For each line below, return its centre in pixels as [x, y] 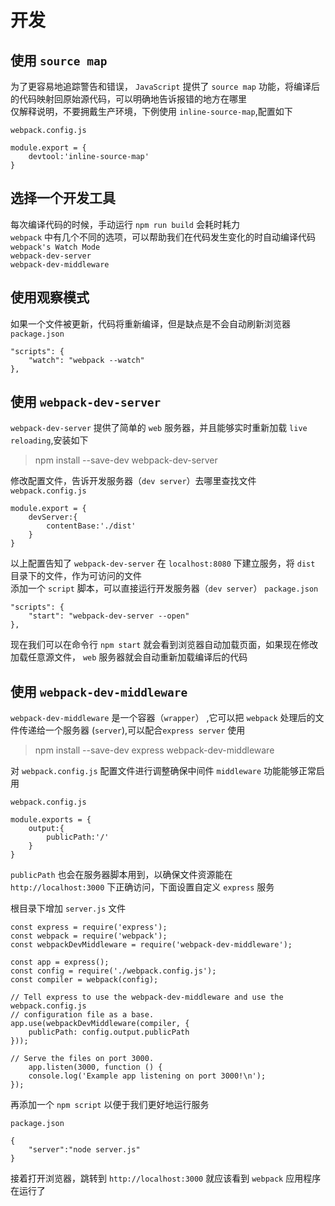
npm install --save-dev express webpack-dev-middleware [154, 750]
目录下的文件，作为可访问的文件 [76, 576]
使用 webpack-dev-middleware [99, 691]
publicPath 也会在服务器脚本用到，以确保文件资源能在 [121, 875]
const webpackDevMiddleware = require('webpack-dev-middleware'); [151, 945]
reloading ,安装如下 [49, 440]
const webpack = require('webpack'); [89, 936]
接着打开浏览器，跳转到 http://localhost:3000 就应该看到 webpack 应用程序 [166, 1178]
